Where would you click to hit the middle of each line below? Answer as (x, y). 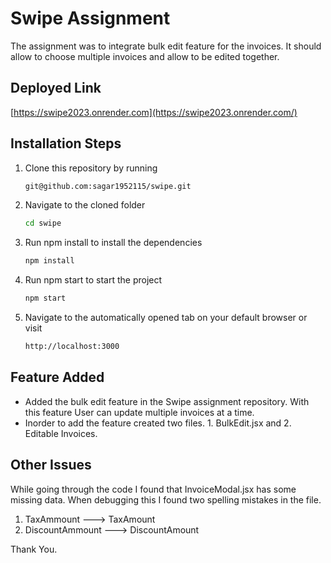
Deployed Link (56, 88)
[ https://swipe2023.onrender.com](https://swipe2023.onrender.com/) (154, 112)
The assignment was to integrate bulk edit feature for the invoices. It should (166, 46)
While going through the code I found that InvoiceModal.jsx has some (153, 489)
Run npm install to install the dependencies (113, 243)
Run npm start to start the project (93, 280)
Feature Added (57, 377)
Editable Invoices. (61, 433)
